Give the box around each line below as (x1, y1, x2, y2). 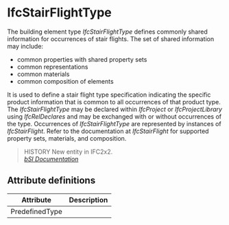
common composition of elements (16, 77, 114, 85)
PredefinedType (10, 206, 63, 216)
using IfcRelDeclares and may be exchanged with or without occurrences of (7, 112, 221, 121)
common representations (16, 62, 88, 71)
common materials (16, 70, 70, 78)
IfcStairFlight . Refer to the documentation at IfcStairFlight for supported (7, 127, 209, 135)
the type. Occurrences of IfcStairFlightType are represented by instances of (7, 119, 221, 128)
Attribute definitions (7, 175, 96, 187)
